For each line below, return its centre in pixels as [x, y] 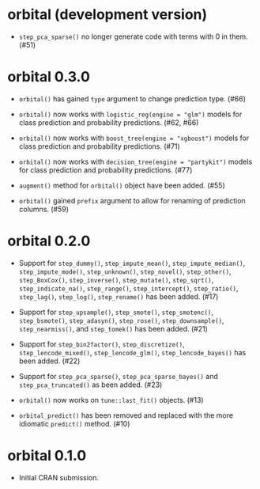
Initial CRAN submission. [59, 477]
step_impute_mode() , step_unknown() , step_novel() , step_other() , [125, 271]
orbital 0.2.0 [49, 241]
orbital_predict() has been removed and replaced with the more [126, 415]
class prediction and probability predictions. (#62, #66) [109, 122]
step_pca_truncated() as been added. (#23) [90, 385]
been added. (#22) [49, 361]
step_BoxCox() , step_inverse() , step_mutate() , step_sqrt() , [116, 279]
